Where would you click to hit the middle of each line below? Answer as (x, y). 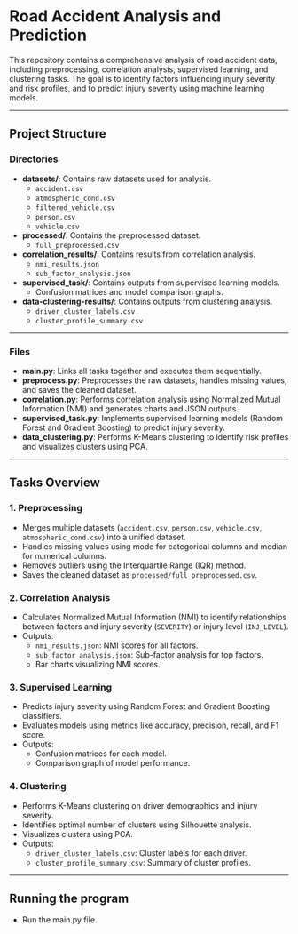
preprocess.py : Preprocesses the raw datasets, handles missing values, (154, 380)
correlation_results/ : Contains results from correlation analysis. (138, 254)
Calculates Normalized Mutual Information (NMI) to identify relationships (154, 617)
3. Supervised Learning (61, 687)
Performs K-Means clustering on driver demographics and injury (140, 805)
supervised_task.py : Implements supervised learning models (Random (153, 418)
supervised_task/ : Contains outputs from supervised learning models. (151, 283)
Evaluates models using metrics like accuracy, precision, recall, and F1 (150, 725)
